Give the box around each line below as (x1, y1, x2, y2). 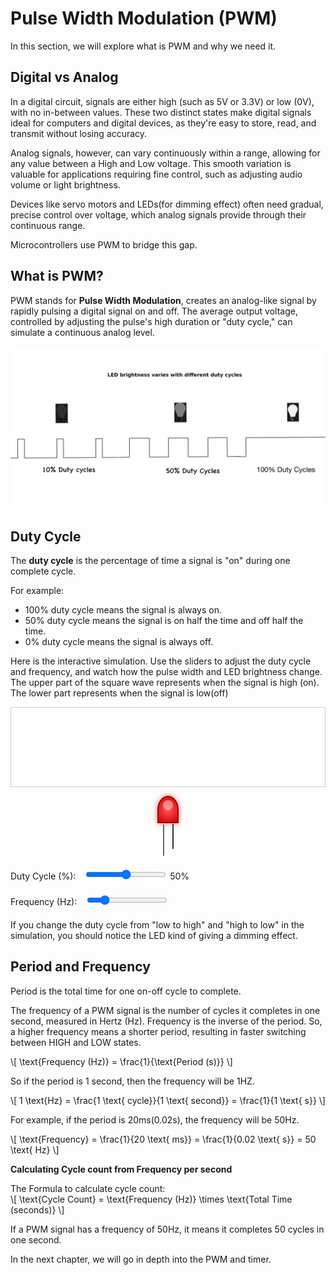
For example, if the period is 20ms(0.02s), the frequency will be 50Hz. (10, 1113, 300, 1126)
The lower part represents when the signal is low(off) (10, 687, 229, 699)
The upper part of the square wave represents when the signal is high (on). (10, 677, 320, 689)
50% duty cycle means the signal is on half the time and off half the (24, 615, 304, 627)
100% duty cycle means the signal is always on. (24, 604, 222, 616)
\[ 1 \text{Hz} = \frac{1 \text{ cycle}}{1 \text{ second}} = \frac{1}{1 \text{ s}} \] (10, 1094, 326, 1106)
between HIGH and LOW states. (10, 1036, 142, 1048)
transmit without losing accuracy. (10, 127, 148, 139)
